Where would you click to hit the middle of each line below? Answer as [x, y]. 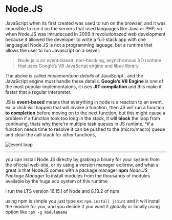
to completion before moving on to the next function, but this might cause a [85, 113]
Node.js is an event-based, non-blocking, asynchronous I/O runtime [90, 60]
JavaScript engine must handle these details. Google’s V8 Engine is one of [84, 81]
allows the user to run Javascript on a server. [53, 50]
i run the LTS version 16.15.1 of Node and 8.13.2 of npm [62, 191]
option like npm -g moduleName [36, 212]
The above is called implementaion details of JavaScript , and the [74, 75]
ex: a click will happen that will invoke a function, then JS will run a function [85, 107]
